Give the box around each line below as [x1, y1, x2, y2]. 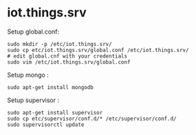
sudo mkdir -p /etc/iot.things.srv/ [7, 40, 112, 47]
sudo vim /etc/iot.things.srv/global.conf [7, 58, 131, 66]
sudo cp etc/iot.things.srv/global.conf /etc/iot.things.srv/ [7, 47, 189, 53]
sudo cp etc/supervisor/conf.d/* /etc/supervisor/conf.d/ [7, 115, 177, 122]
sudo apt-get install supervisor [7, 109, 103, 116]
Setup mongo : [7, 71, 50, 79]
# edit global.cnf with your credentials [7, 53, 128, 60]
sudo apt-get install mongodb [7, 84, 94, 90]
